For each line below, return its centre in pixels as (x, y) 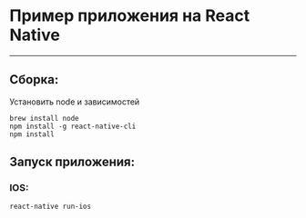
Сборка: (34, 79)
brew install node (44, 118)
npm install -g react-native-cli (73, 126)
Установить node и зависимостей (75, 102)
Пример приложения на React (130, 16)
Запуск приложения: (72, 162)
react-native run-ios (51, 207)
